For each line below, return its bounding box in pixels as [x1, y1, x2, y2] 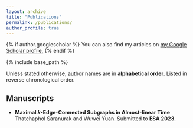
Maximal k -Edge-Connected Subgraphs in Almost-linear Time [14, 109, 170, 116]
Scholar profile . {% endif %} [6, 48, 75, 55]
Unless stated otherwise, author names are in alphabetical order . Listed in [6, 70, 187, 77]
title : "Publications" [6, 14, 62, 20]
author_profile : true [6, 25, 60, 31]
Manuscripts [6, 93, 54, 103]
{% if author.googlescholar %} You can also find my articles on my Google [6, 41, 187, 48]
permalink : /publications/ [6, 19, 73, 25]
